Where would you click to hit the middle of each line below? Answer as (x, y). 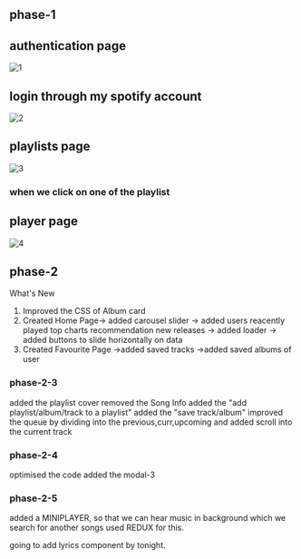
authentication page (68, 46)
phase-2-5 (34, 498)
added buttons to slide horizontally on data (102, 340)
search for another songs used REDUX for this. (97, 528)
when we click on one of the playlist (90, 191)
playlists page (50, 147)
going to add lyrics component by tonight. (87, 545)
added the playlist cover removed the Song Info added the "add (128, 402)
